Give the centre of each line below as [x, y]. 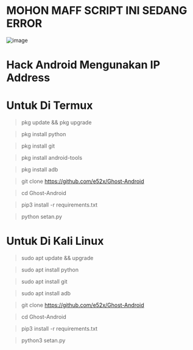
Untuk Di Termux [50, 105]
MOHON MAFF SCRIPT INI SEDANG [97, 11]
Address [28, 78]
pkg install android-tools [52, 158]
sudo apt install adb [46, 293]
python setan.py [42, 217]
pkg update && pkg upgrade [56, 123]
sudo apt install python [50, 270]
